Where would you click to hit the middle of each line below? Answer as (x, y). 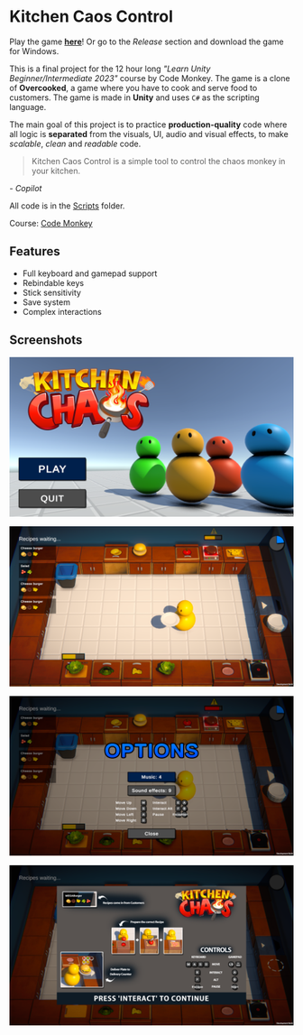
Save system (46, 302)
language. (28, 106)
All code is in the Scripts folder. (67, 206)
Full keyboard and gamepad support (90, 273)
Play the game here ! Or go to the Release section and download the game (147, 42)
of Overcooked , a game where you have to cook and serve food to (133, 88)
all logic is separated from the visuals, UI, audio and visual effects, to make (149, 134)
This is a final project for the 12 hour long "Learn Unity (110, 69)
